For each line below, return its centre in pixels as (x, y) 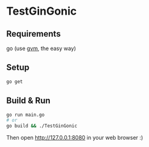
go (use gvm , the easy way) (41, 48)
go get (15, 81)
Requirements (33, 34)
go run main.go (26, 115)
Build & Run (28, 101)
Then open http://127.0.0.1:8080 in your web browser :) (75, 138)
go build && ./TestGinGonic (42, 126)
